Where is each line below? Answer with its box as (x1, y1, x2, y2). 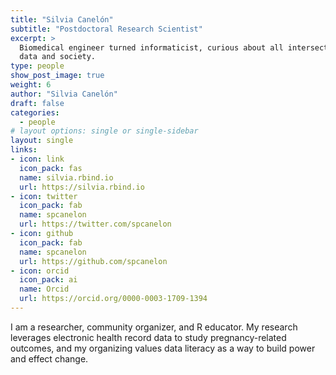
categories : (10, 107, 60, 118)
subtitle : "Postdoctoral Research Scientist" (10, 24, 203, 34)
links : (10, 145, 38, 155)
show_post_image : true (10, 71, 105, 81)
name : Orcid (19, 284, 70, 295)
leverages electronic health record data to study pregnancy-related (10, 331, 287, 343)
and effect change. (10, 352, 89, 365)
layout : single (10, 136, 74, 146)
